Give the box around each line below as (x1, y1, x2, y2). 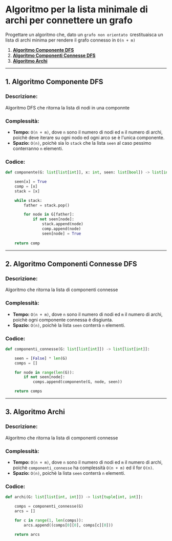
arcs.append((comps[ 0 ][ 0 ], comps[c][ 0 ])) (24, 523, 114, 528)
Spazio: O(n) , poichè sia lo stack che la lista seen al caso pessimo (12, 140, 152, 146)
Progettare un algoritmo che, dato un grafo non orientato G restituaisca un (5, 31, 164, 37)
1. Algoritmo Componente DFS (5, 78, 103, 86)
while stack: (14, 198, 42, 203)
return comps (14, 389, 42, 394)
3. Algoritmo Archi (5, 408, 65, 416)
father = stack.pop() (24, 203, 70, 208)
